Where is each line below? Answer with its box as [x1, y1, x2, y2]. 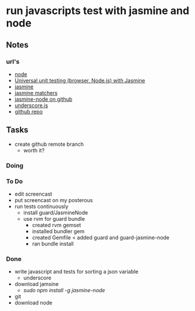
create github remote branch [14, 141, 84, 148]
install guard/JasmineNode [23, 209, 88, 216]
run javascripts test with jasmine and [6, 4, 190, 18]
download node [14, 299, 53, 306]
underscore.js [14, 101, 49, 109]
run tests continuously [14, 203, 69, 210]
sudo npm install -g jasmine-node [23, 287, 105, 294]
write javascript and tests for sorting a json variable [14, 268, 139, 275]
